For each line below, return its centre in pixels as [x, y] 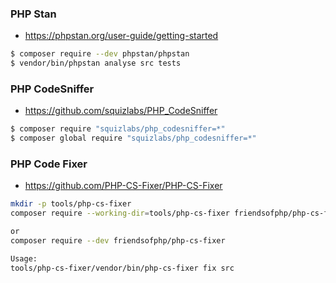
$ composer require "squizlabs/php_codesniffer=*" [118, 129]
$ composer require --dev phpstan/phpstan [100, 54]
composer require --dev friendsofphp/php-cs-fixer [118, 241]
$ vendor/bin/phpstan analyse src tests [96, 63]
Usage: [24, 258]
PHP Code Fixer [49, 164]
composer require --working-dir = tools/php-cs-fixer [120, 213]
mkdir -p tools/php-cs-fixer [71, 204]
